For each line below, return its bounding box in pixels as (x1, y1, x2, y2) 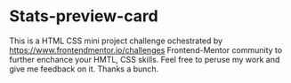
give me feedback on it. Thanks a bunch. (9, 64, 159, 74)
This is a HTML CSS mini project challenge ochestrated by (9, 35, 223, 46)
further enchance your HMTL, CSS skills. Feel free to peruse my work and (9, 54, 280, 64)
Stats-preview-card (9, 6, 158, 26)
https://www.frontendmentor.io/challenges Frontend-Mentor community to (9, 44, 283, 55)
